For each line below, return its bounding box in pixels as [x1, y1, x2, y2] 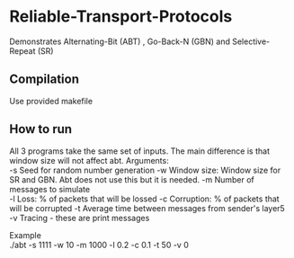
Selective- [232, 36, 271, 47]
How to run [9, 121, 73, 137]
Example [9, 229, 42, 240]
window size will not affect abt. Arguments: [9, 155, 169, 165]
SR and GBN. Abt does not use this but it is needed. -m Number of [9, 173, 254, 185]
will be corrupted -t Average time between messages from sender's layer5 [9, 202, 285, 213]
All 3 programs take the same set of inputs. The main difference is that [9, 146, 270, 156]
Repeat [9, 45, 36, 56]
